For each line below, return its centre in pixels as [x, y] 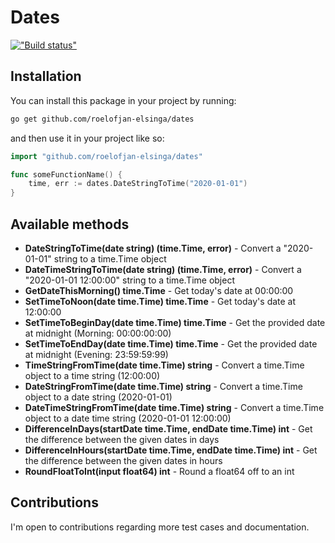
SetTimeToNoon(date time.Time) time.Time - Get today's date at [160, 301]
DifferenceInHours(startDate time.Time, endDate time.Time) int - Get [171, 450]
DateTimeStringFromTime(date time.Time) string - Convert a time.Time [174, 407]
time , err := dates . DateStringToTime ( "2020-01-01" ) [138, 184]
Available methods [70, 224]
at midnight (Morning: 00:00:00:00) [98, 333]
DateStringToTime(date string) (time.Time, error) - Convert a [153, 248]
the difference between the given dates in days [122, 439]
